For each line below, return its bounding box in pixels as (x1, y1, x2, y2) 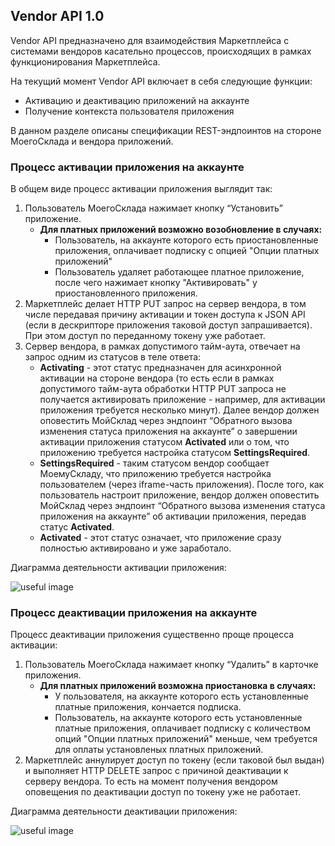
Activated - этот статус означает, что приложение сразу (39, 532, 282, 544)
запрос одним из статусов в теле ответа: (24, 351, 202, 363)
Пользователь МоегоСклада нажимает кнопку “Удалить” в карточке (24, 659, 319, 671)
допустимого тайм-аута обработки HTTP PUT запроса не (39, 383, 287, 395)
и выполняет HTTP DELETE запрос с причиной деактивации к (24, 765, 289, 777)
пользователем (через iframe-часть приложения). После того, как (39, 479, 325, 491)
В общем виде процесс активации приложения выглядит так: (10, 183, 273, 195)
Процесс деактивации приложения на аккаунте (10, 606, 258, 620)
